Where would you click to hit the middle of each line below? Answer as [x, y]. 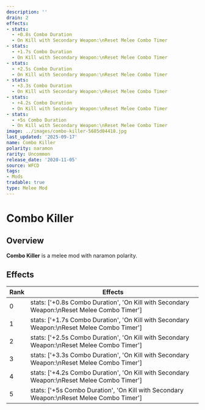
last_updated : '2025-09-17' [42, 137]
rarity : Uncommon [28, 154]
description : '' [27, 12]
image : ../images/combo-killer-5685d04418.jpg [67, 131]
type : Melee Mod [27, 188]
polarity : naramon [30, 148]
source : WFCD [23, 166]
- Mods [15, 177]
